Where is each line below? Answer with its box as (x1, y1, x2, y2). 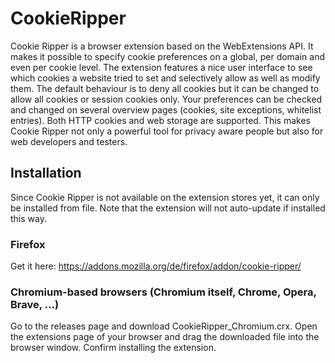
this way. (10, 212, 47, 224)
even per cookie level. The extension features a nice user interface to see (10, 61, 313, 73)
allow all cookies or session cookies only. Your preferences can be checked (10, 93, 323, 105)
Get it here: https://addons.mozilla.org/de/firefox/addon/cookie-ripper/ (10, 260, 302, 272)
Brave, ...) (10, 297, 60, 311)
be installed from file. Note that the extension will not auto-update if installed (10, 202, 326, 214)
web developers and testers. (10, 135, 128, 147)
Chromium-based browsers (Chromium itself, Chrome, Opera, (10, 285, 317, 299)
